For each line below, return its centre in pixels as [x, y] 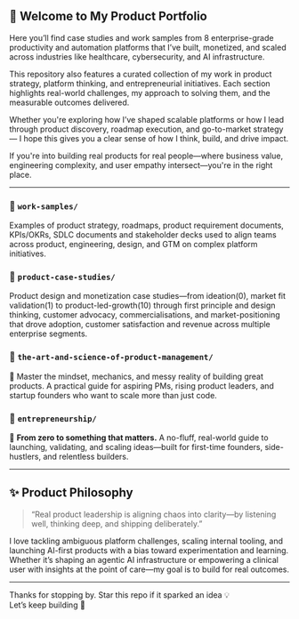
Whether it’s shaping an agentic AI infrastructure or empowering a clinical [144, 559]
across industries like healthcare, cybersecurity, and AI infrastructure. [137, 56]
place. [21, 174]
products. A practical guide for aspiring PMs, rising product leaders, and [141, 386]
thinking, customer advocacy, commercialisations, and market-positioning [145, 315]
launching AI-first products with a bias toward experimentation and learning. [149, 550]
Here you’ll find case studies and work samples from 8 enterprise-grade [141, 37]
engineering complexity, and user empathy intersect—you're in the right [141, 165]
